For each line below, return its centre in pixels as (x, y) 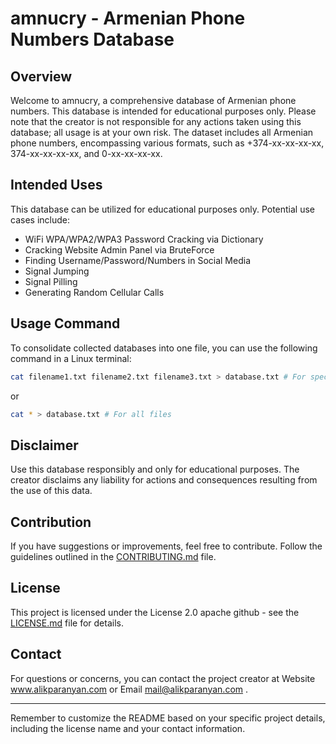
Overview (41, 76)
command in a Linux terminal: (71, 358)
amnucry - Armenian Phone (128, 18)
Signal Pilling (51, 281)
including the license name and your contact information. (128, 728)
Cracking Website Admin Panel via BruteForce (119, 249)
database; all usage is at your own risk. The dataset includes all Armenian (162, 132)
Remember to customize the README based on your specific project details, (168, 718)
